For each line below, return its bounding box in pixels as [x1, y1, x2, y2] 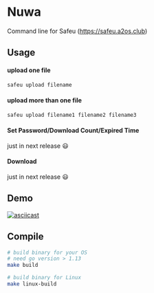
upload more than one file [7, 96, 82, 104]
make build [7, 262, 38, 269]
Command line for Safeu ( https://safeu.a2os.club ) [7, 27, 148, 35]
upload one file [7, 66, 51, 74]
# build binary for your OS [7, 249, 88, 256]
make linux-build [7, 281, 57, 287]
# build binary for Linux [7, 274, 81, 281]
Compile [7, 231, 44, 243]
